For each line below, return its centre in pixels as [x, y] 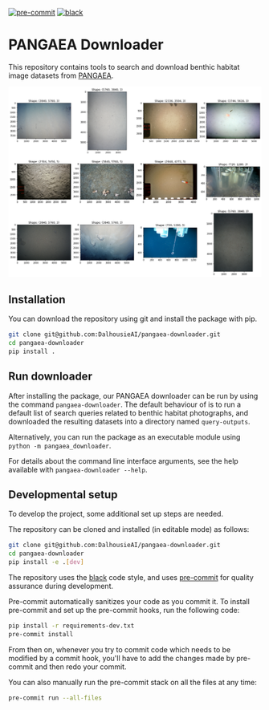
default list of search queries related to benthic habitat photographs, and [128, 412]
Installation [37, 300]
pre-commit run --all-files [55, 698]
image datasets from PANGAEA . [61, 75]
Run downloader [50, 377]
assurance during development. [61, 586]
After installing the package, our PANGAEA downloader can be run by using [133, 396]
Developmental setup [63, 495]
